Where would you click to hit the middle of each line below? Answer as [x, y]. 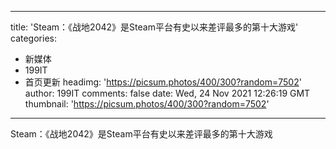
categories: [33, 38]
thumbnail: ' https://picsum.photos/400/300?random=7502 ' [147, 104]
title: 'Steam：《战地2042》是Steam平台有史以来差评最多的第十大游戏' [154, 27]
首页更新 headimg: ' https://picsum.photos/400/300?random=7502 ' [163, 82]
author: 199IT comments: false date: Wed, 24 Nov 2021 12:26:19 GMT [167, 93]
